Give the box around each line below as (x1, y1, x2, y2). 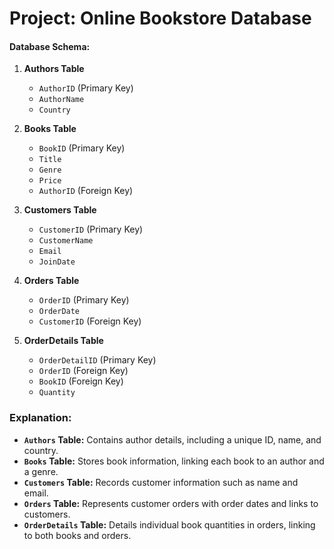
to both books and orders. (23, 529, 132, 541)
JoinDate (38, 257, 76, 267)
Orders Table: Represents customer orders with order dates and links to (23, 497, 319, 509)
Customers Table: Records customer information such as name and (23, 476, 299, 488)
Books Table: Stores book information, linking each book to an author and (23, 455, 325, 467)
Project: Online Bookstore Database (9, 7, 312, 30)
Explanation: (9, 411, 72, 425)
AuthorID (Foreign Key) (38, 185, 134, 197)
